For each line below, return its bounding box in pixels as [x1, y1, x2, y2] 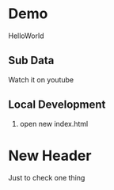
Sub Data [8, 54, 55, 67]
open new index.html [19, 119, 89, 128]
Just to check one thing [8, 173, 85, 182]
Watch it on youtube [8, 74, 74, 84]
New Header [8, 146, 92, 165]
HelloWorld [8, 31, 44, 40]
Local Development [8, 98, 106, 112]
